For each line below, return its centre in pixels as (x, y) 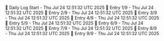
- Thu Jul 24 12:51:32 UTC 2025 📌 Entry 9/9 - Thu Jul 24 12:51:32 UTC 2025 (82, 33)
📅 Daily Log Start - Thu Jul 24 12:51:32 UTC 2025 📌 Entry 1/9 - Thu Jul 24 (79, 8)
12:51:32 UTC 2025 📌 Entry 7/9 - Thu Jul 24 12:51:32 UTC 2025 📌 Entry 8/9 (81, 28)
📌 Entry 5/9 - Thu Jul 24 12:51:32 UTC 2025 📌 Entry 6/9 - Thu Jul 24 (74, 23)
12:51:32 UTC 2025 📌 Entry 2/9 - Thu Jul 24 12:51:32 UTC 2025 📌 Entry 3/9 (81, 13)
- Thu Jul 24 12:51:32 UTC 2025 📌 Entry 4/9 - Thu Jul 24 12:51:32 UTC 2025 (82, 18)
